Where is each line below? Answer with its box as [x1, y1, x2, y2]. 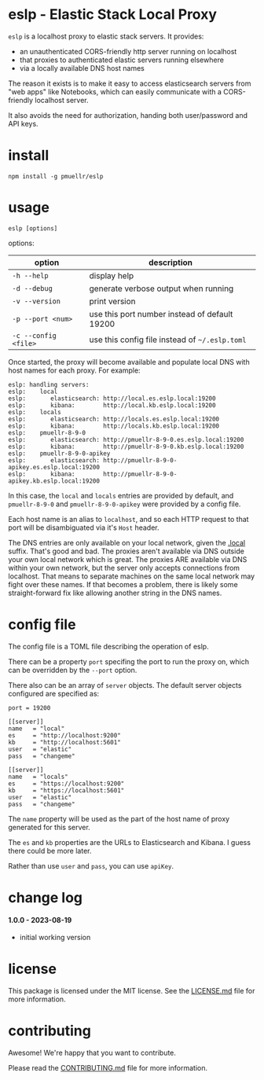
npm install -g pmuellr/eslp [8, 172, 104, 180]
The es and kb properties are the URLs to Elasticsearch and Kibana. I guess [8, 837, 251, 847]
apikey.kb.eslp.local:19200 [8, 477, 101, 485]
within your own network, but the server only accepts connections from [8, 563, 240, 572]
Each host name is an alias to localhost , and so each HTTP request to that [8, 514, 249, 523]
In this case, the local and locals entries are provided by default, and [8, 490, 234, 500]
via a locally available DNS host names [19, 63, 145, 72]
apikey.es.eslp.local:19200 [8, 463, 101, 471]
